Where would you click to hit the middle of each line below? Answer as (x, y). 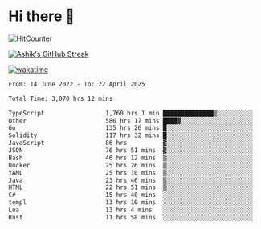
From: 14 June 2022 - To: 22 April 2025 (77, 84)
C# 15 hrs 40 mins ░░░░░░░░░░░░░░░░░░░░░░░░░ (130, 195)
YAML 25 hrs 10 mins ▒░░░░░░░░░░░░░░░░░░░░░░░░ (130, 173)
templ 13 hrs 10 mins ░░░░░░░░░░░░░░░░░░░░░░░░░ (130, 203)
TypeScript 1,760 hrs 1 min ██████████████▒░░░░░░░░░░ (130, 113)
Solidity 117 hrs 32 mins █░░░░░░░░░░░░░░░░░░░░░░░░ (130, 135)
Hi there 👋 (41, 16)
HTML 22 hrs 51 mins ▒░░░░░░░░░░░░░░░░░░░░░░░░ (130, 187)
